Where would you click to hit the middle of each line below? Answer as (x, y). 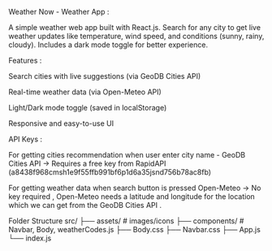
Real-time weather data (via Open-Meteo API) (85, 92)
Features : (25, 61)
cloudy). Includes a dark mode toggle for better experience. (108, 45)
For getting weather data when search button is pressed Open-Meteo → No (135, 188)
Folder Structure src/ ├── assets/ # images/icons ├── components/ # (126, 221)
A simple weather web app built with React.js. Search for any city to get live (135, 27)
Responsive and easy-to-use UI (61, 123)
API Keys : (26, 139)
